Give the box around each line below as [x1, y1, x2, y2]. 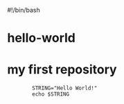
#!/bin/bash [7, 6, 40, 14]
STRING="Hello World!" [32, 85, 98, 92]
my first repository [7, 62, 117, 78]
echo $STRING [32, 91, 70, 98]
